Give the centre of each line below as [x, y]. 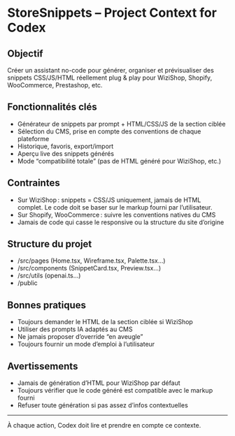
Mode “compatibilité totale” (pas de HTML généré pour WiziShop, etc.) [119, 161]
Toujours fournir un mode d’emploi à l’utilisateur [86, 344]
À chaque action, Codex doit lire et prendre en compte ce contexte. [104, 426]
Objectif [25, 53]
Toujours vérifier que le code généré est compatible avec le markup [115, 391]
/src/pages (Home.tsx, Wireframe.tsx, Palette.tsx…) [91, 261]
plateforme [33, 138]
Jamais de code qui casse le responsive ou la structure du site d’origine [121, 222]
